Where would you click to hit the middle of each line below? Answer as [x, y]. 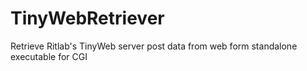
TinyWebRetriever [87, 18]
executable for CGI [49, 56]
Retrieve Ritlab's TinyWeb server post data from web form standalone [154, 46]
